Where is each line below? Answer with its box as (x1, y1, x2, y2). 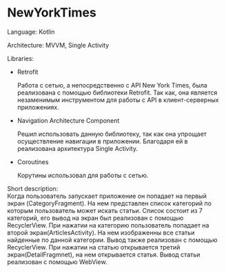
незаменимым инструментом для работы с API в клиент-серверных (17, 95, 219, 104)
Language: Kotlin (7, 28, 55, 36)
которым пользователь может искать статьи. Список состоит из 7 (7, 206, 203, 214)
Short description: (7, 184, 59, 192)
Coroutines (17, 157, 49, 166)
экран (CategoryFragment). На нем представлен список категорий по (7, 199, 212, 208)
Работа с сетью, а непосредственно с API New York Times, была (17, 81, 208, 89)
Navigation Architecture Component (17, 116, 120, 125)
